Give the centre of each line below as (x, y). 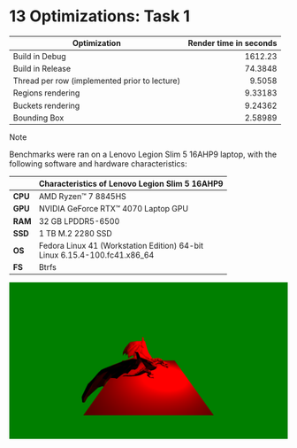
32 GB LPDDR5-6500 (79, 221)
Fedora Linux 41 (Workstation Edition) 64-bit (121, 246)
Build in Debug (39, 56)
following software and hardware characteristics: (98, 164)
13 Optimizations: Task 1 (99, 16)
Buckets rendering (46, 105)
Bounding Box (38, 118)
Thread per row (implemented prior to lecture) (97, 81)
